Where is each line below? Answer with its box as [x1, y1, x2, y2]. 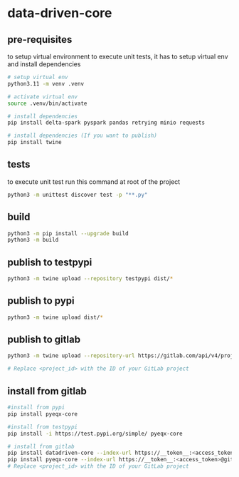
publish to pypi [7, 294, 75, 307]
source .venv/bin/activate [7, 100, 87, 107]
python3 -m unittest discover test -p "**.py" [7, 191, 148, 198]
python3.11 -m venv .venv [7, 80, 84, 87]
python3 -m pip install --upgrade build [7, 230, 129, 237]
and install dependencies [7, 60, 81, 68]
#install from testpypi [7, 423, 78, 431]
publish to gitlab [7, 334, 80, 346]
